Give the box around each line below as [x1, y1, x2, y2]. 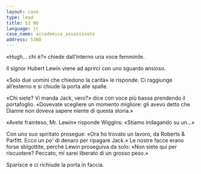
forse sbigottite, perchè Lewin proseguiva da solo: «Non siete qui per [6, 143, 177, 150]
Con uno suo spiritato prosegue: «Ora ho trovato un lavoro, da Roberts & [6, 130, 185, 137]
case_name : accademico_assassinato [6, 31, 95, 37]
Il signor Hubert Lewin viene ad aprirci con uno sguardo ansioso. [6, 65, 166, 72]
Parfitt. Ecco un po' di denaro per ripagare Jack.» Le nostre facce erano [6, 137, 184, 144]
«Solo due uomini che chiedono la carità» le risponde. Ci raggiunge [6, 76, 173, 83]
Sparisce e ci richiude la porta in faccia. [6, 161, 104, 168]
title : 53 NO [6, 20, 39, 26]
